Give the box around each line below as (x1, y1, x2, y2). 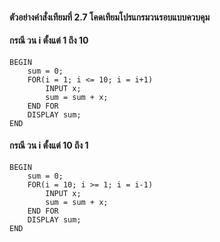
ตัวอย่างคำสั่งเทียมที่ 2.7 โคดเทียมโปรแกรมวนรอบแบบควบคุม (9, 11, 211, 23)
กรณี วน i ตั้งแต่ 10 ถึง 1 (9, 139, 89, 152)
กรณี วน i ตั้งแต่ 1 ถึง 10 (9, 34, 89, 47)
